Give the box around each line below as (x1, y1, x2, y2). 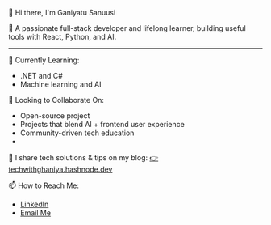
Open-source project (19, 111, 90, 121)
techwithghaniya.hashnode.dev (8, 164, 113, 174)
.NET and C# (19, 71, 63, 80)
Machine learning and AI (19, 79, 102, 89)
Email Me (19, 208, 51, 218)
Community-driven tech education (19, 128, 135, 138)
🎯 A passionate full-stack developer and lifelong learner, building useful (8, 23, 246, 32)
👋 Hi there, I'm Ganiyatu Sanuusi (8, 8, 116, 17)
